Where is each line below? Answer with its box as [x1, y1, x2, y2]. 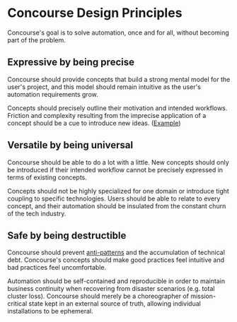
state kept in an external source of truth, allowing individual [28, 299, 202, 308]
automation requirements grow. [7, 90, 99, 98]
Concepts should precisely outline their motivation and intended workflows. [7, 104, 228, 112]
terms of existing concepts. [7, 173, 87, 181]
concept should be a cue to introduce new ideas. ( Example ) [7, 119, 181, 127]
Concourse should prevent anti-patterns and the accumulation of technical [7, 249, 225, 257]
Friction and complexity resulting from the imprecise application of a [7, 111, 207, 119]
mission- [190, 292, 216, 301]
